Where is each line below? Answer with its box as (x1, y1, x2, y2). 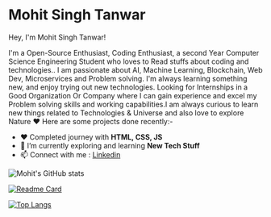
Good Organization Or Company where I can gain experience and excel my (8, 90, 257, 100)
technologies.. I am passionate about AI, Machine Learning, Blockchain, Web (8, 65, 263, 74)
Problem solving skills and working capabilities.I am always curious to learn (8, 99, 259, 109)
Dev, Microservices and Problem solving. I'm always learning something (8, 73, 248, 83)
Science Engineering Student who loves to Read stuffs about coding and (8, 56, 249, 66)
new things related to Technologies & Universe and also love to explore (8, 107, 244, 118)
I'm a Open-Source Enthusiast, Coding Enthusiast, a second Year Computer (8, 48, 260, 57)
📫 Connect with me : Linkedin (19, 149, 121, 159)
